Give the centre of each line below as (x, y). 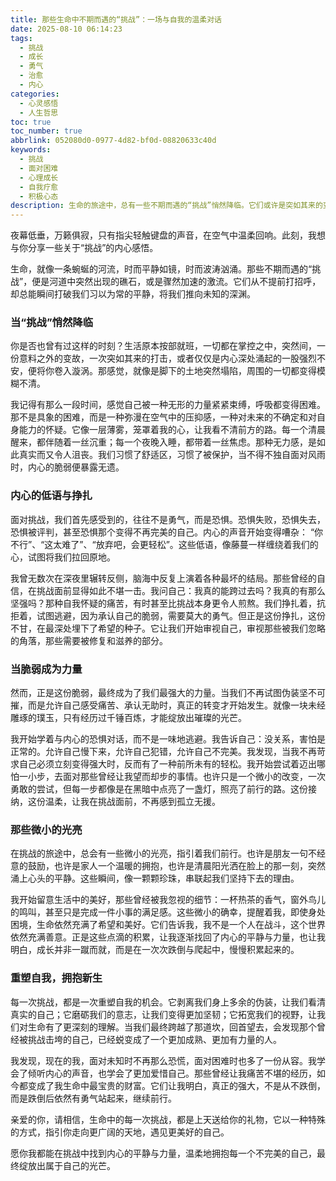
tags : (21, 38)
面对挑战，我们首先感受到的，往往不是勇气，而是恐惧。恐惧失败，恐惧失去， (168, 519)
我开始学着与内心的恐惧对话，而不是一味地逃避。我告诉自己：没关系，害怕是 (168, 739)
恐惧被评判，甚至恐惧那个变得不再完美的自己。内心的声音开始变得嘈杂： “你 (167, 532)
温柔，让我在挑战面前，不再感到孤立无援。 (132, 802)
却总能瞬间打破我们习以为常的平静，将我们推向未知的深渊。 (133, 294)
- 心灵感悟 (39, 103)
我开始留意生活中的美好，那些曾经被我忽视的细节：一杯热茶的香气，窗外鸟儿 (168, 900)
